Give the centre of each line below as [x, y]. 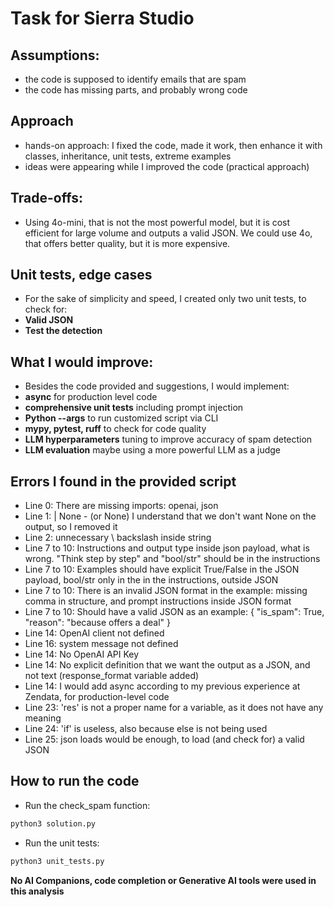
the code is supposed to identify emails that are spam [135, 79]
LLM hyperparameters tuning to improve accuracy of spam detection [168, 439]
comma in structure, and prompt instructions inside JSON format [158, 601]
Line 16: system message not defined [101, 644]
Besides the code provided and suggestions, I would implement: [157, 386]
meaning [43, 718]
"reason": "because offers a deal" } [97, 623]
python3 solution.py [53, 823]
